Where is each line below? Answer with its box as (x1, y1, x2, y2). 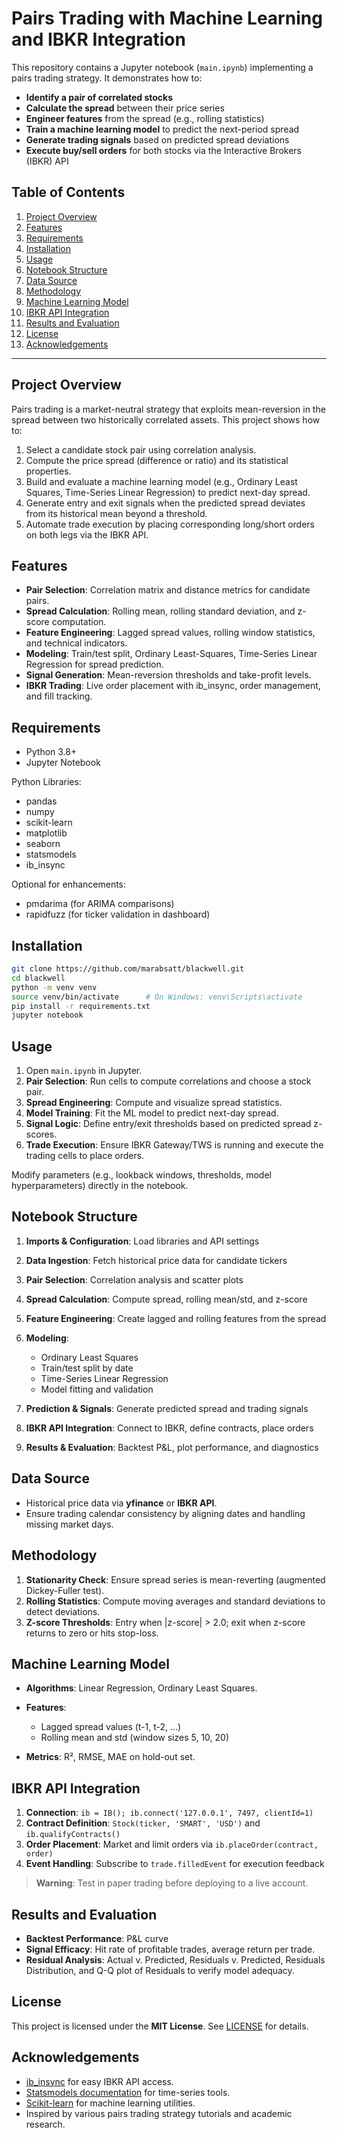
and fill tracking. (25, 690, 93, 702)
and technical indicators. (25, 637, 128, 649)
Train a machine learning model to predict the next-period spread (25, 123, 300, 135)
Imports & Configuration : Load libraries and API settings (25, 1235, 260, 1247)
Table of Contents (11, 184, 126, 201)
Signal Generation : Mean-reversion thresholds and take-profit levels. (25, 669, 312, 681)
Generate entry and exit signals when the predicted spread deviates (25, 497, 306, 509)
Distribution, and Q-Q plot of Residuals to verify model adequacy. (25, 1964, 295, 1976)
